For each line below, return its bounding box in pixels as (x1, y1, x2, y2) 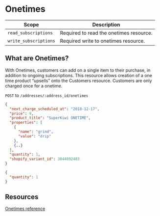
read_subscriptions (7, 30, 53, 35)
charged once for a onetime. (5, 82, 63, 89)
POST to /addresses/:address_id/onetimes (5, 92, 89, 98)
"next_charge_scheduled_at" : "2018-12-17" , (9, 107, 99, 111)
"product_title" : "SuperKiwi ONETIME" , (9, 115, 91, 121)
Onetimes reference (5, 206, 46, 212)
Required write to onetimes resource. (60, 37, 145, 44)
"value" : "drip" (18, 134, 51, 138)
